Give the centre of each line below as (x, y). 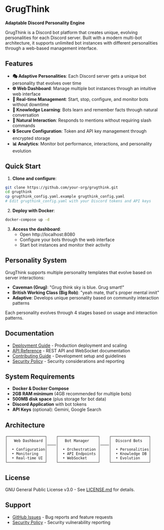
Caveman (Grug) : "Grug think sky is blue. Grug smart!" (68, 287)
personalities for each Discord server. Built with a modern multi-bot (74, 38)
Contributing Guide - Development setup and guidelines (69, 356)
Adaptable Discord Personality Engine (45, 23)
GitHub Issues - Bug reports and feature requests (62, 517)
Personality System (36, 261)
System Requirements (40, 376)
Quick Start (23, 167)
